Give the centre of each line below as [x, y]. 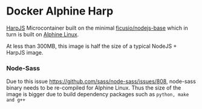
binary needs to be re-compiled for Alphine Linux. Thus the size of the [94, 88]
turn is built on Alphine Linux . [43, 34]
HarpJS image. [25, 52]
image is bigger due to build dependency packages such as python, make [98, 94]
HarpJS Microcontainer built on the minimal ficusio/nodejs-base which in [97, 28]
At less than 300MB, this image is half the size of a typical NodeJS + [92, 46]
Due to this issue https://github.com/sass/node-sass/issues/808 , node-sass [101, 81]
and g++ [16, 100]
